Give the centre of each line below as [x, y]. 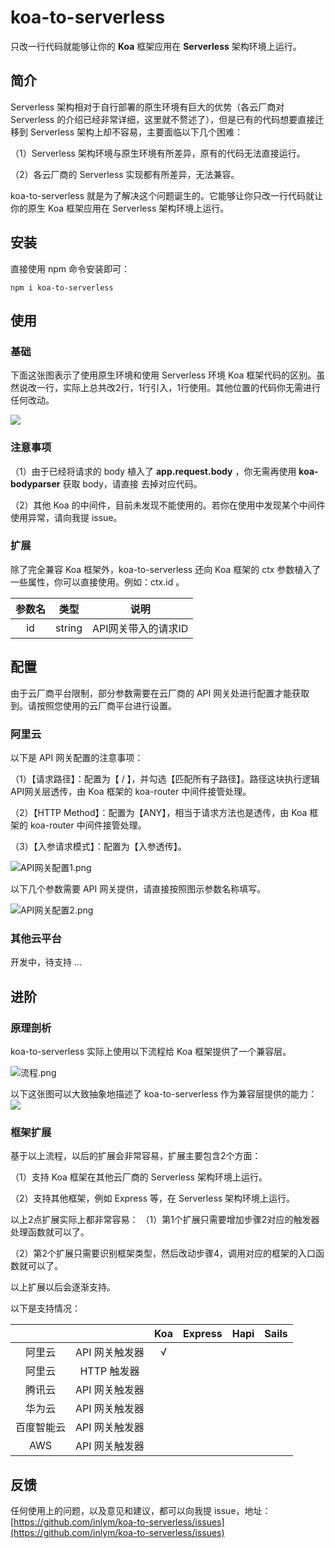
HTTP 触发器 [109, 1371]
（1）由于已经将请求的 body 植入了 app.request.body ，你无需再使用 [153, 471]
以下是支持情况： [45, 1308]
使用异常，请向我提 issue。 [66, 517]
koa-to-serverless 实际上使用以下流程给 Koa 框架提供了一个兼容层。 [151, 1051]
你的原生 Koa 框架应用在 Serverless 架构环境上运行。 [120, 208]
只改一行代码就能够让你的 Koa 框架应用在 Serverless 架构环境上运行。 [156, 46]
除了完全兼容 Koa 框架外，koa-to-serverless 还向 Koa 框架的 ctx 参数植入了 [166, 569]
